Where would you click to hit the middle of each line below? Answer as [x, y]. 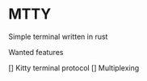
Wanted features [36, 52]
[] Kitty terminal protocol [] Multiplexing [74, 68]
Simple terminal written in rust [58, 36]
